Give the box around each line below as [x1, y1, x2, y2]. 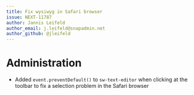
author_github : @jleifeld [6, 31, 70, 37]
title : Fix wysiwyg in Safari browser [6, 8, 103, 15]
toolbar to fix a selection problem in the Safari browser [14, 83, 149, 90]
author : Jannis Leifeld [6, 20, 66, 26]
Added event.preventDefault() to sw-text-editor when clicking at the [14, 76, 188, 83]
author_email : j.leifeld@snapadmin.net [6, 25, 106, 31]
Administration [6, 56, 82, 70]
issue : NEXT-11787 [6, 14, 52, 20]
